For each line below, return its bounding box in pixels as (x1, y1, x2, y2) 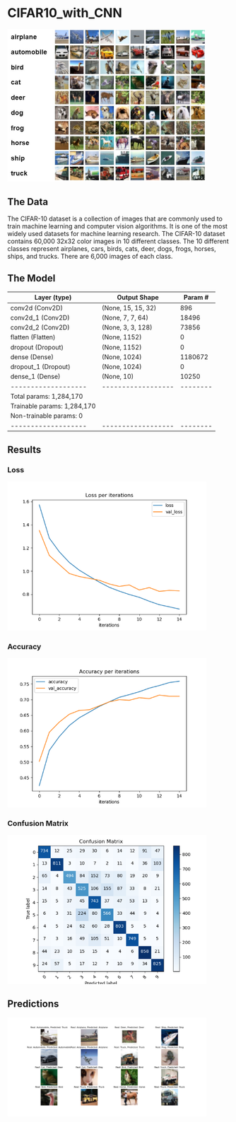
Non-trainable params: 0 (10, 411, 83, 420)
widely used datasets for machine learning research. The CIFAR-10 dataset (7, 229, 225, 238)
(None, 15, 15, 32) (101, 303, 157, 312)
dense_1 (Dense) (10, 373, 61, 381)
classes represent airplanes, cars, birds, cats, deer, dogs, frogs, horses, (7, 244, 217, 252)
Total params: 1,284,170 (10, 392, 83, 400)
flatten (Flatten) (10, 333, 56, 341)
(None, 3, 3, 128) (101, 323, 153, 332)
